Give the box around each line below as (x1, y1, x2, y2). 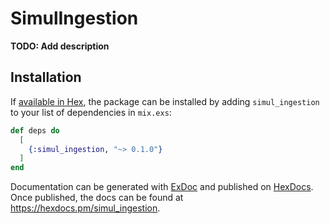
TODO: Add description (10, 40, 110, 52)
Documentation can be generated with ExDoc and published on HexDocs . (10, 181, 314, 193)
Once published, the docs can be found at (10, 192, 184, 204)
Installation (10, 69, 82, 86)
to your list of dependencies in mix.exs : (10, 106, 172, 118)
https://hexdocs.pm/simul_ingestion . (10, 202, 161, 214)
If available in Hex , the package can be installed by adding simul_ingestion (10, 95, 320, 107)
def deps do (10, 125, 60, 136)
